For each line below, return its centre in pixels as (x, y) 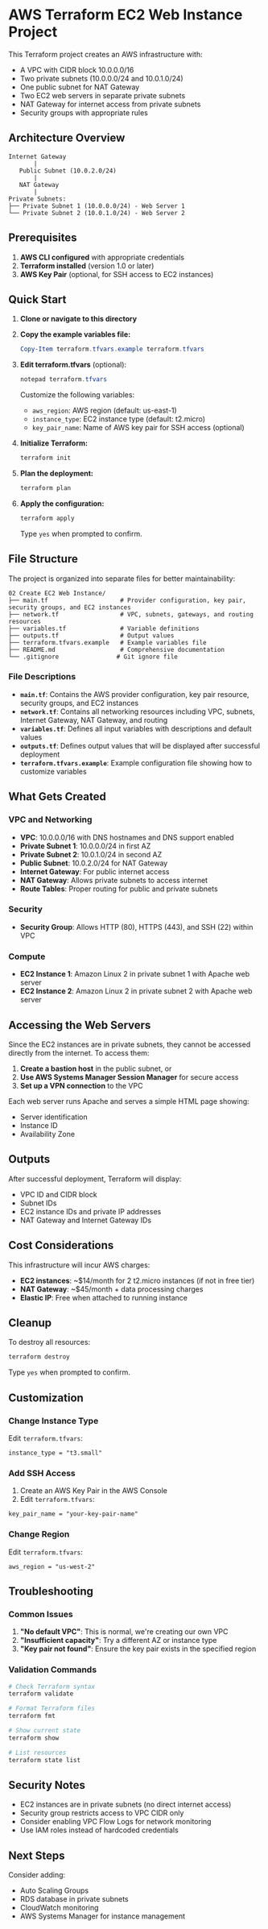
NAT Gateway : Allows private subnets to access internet (113, 880)
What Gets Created (57, 796)
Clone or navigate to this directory (78, 319)
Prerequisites (43, 238)
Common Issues (41, 1614)
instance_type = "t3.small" (56, 1453)
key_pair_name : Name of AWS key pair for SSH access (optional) (138, 428)
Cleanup (30, 1323)
